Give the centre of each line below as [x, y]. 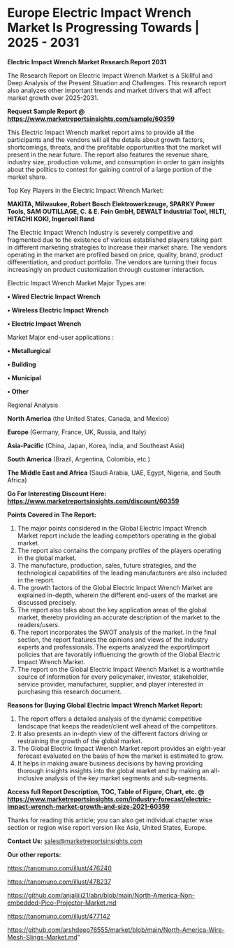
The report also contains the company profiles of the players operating [119, 550]
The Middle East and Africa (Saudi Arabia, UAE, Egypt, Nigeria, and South [114, 473]
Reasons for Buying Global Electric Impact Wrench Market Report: [105, 705]
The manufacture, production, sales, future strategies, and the [107, 565]
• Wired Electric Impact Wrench [54, 296]
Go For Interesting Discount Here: [57, 494]
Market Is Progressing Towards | [103, 28]
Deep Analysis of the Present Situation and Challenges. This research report [117, 82]
